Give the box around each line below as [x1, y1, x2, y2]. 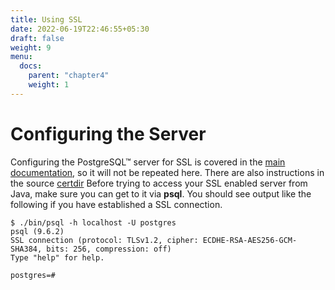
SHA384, [10, 244, 43, 254]
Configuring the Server [10, 122, 207, 145]
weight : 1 [28, 80, 70, 90]
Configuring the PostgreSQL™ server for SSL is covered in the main [10, 156, 286, 168]
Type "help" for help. [10, 252, 105, 263]
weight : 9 [10, 42, 52, 53]
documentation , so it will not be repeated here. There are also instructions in [10, 166, 325, 178]
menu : [10, 52, 33, 62]
